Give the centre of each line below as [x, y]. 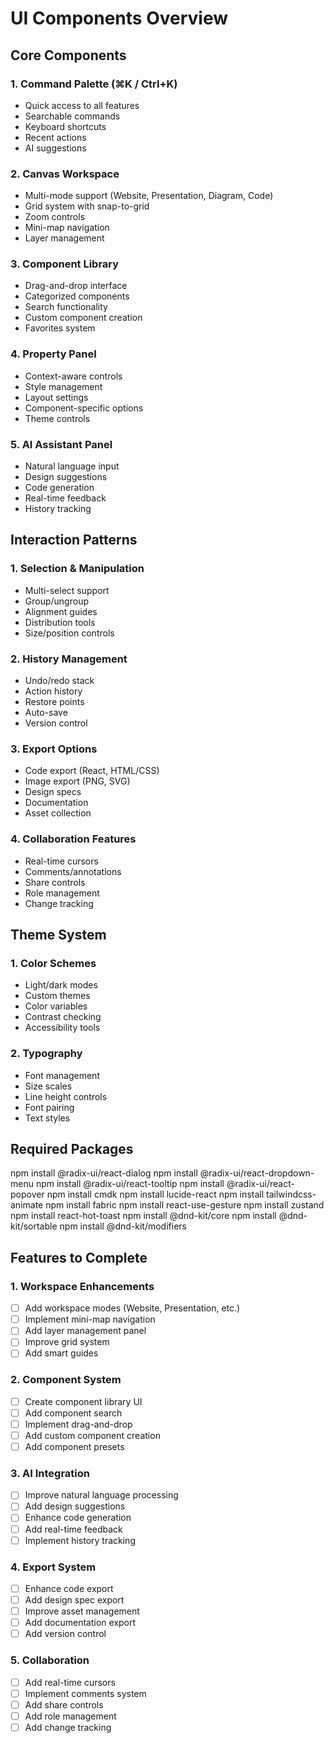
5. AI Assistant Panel [61, 444]
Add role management [70, 1716]
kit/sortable [34, 1226]
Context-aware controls [73, 376]
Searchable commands [72, 116]
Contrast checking [63, 1017]
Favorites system [60, 328]
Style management [63, 386]
